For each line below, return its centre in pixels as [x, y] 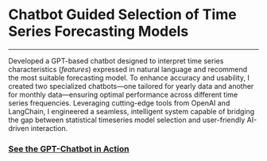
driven [19, 128]
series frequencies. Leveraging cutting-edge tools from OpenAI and [119, 103]
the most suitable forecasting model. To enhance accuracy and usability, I [129, 78]
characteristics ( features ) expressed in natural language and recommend [128, 69]
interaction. [49, 128]
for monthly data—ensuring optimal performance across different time [123, 94]
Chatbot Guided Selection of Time [122, 15]
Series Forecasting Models [99, 31]
